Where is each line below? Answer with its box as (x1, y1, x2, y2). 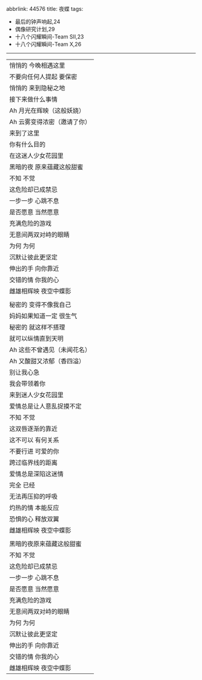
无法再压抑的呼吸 (9, 492, 58, 501)
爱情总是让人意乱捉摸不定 (9, 402, 82, 410)
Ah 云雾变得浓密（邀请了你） (9, 118, 91, 126)
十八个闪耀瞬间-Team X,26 (14, 41, 82, 48)
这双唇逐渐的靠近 (9, 425, 58, 433)
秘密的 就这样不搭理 (9, 323, 66, 331)
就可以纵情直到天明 (9, 335, 64, 342)
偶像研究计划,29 (14, 26, 55, 32)
